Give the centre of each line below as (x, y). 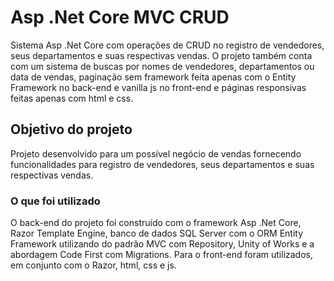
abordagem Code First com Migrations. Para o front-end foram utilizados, (162, 255)
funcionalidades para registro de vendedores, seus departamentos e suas (162, 164)
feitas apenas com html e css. (72, 98)
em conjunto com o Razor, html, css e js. (93, 265)
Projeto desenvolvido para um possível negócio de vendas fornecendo (156, 153)
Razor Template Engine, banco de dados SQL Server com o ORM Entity (157, 233)
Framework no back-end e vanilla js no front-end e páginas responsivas (158, 87)
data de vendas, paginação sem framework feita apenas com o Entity (153, 77)
